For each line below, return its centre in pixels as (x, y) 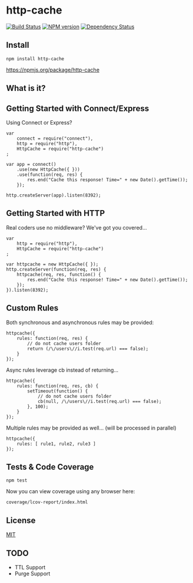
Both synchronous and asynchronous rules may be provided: (80, 322)
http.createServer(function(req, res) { (56, 269)
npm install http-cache (35, 59)
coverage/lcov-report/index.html (47, 502)
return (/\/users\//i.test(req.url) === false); (88, 349)
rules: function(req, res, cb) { (58, 386)
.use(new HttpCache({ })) (49, 169)
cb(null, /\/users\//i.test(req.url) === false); (99, 401)
